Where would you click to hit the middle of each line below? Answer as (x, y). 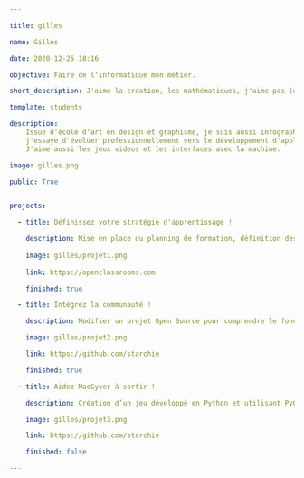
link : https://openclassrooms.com (90, 272)
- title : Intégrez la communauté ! (85, 305)
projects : (28, 206)
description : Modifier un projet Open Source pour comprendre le (152, 321)
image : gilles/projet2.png (76, 338)
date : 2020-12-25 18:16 (54, 58)
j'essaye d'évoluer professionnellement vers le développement (147, 140)
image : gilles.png (44, 165)
